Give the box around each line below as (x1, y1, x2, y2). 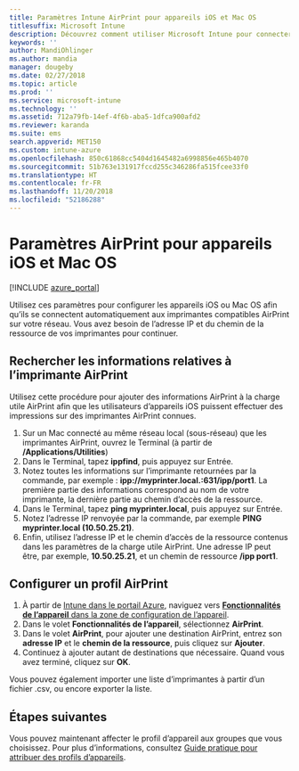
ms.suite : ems (9, 129, 62, 138)
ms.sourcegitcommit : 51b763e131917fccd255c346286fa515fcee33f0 (9, 162, 249, 171)
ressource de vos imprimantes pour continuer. (9, 327, 179, 339)
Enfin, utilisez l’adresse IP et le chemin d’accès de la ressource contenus (21, 531, 288, 542)
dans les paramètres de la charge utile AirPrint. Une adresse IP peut (21, 541, 271, 552)
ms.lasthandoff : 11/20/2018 (9, 187, 114, 196)
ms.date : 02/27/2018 (9, 71, 86, 80)
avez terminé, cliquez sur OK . (21, 657, 131, 668)
